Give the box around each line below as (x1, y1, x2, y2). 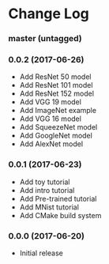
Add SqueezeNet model (19, 123, 98, 132)
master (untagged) (8, 33, 82, 44)
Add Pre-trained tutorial (19, 194, 97, 203)
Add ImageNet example (19, 106, 97, 115)
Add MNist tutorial (19, 202, 79, 212)
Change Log (8, 5, 89, 23)
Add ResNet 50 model (19, 72, 92, 81)
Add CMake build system (19, 210, 102, 220)
